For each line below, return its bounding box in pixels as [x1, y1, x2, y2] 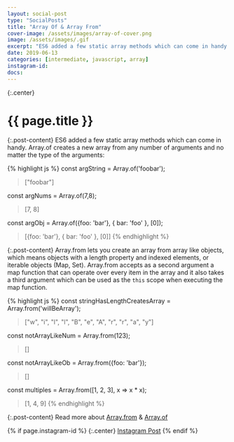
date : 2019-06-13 [7, 50, 58, 57]
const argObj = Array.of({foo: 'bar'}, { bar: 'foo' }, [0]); [7, 219, 163, 227]
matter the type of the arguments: [7, 151, 105, 159]
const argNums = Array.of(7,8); [7, 192, 97, 200]
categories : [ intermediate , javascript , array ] [7, 56, 149, 63]
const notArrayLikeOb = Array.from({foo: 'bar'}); [7, 359, 147, 367]
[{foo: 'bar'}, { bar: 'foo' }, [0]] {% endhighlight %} [24, 232, 170, 241]
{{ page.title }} [7, 113, 94, 128]
